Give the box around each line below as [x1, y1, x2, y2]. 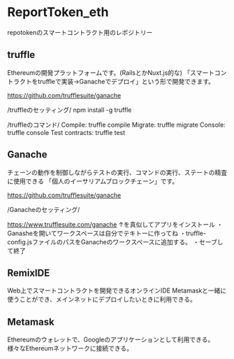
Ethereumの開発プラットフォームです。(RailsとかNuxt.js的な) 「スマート [7, 68, 215, 77]
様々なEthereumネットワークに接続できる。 [7, 344, 133, 353]
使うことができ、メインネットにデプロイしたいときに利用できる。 [7, 295, 197, 304]
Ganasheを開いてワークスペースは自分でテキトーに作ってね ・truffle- [7, 229, 206, 237]
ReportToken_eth [7, 4, 109, 20]
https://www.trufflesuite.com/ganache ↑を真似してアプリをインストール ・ [7, 220, 224, 228]
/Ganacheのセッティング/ [7, 205, 80, 213]
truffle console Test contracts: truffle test [7, 128, 126, 136]
